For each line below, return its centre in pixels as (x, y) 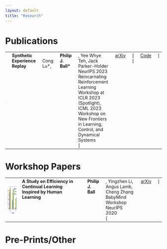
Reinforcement (93, 82)
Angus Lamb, (119, 186)
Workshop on (92, 114)
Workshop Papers (43, 167)
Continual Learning (42, 186)
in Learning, (90, 124)
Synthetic (22, 56)
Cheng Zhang (120, 192)
